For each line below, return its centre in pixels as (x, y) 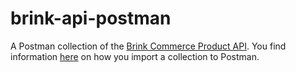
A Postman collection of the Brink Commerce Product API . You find (148, 46)
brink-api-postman (91, 18)
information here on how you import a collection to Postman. (135, 56)
